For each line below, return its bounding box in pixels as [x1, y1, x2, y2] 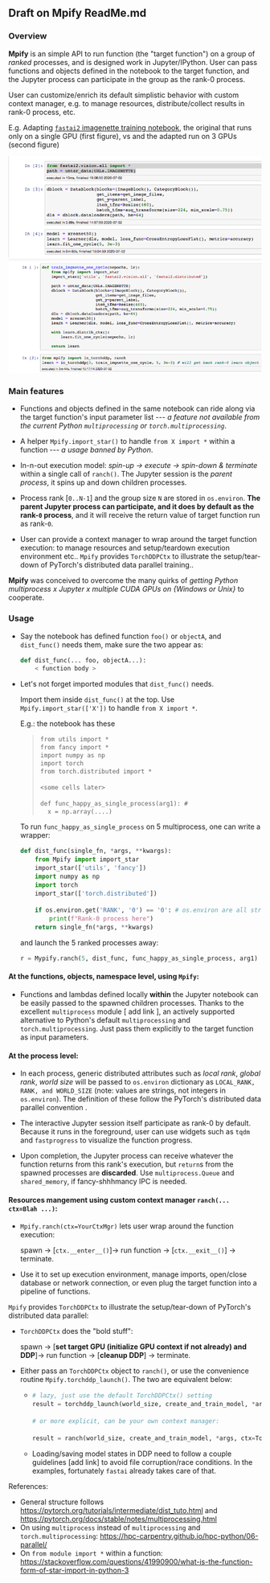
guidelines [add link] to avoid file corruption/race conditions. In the [31, 1457, 253, 1466]
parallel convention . [19, 1103, 88, 1113]
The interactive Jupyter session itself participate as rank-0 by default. [19, 1118, 252, 1128]
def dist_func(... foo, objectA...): [19, 656, 147, 664]
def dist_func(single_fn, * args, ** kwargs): [19, 847, 172, 855]
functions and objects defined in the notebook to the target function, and [8, 66, 250, 76]
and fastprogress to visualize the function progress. [19, 1135, 193, 1145]
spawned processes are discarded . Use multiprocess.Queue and [19, 1168, 235, 1178]
